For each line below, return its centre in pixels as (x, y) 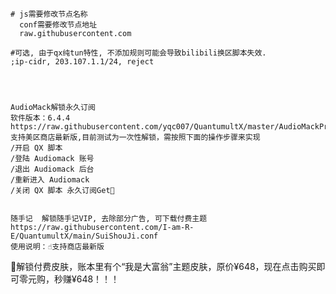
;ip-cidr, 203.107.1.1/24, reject (82, 62)
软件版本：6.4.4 (40, 118)
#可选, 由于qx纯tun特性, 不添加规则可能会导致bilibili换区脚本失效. (138, 53)
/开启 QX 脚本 (36, 148)
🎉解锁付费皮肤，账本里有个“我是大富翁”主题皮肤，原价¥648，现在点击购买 (163, 266)
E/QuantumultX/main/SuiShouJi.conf (84, 236)
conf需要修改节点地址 (58, 25)
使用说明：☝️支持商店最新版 (57, 247)
